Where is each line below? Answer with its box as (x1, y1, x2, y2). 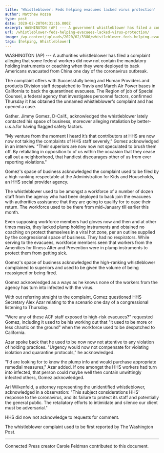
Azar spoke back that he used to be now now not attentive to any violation (5, 339, 154, 345)
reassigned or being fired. (5, 270, 57, 276)
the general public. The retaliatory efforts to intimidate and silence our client (5, 400, 158, 405)
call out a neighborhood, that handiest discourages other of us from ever (5, 154, 151, 160)
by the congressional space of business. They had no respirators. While (5, 234, 150, 240)
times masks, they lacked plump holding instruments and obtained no (5, 224, 145, 230)
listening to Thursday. (5, 304, 49, 310)
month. (5, 209, 20, 215)
